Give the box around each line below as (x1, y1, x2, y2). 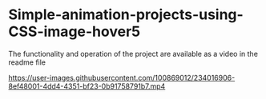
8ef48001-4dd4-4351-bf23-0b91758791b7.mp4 (8, 81, 166, 91)
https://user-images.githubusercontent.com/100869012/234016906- (8, 73, 236, 82)
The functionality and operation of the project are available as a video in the (8, 49, 259, 58)
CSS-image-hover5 (8, 22, 141, 41)
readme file (8, 57, 46, 67)
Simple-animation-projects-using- (8, 6, 244, 24)
